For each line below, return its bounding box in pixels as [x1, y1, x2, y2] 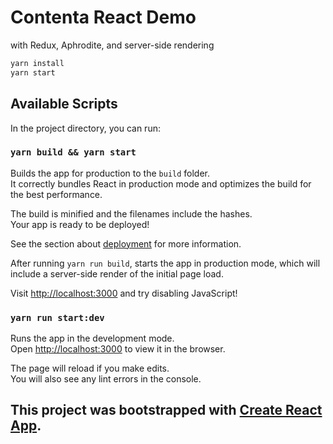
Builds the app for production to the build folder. [10, 167, 211, 179]
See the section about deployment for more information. [10, 237, 242, 250]
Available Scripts [10, 96, 118, 113]
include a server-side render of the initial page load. [10, 267, 224, 280]
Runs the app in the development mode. [10, 332, 175, 345]
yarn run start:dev [10, 312, 105, 323]
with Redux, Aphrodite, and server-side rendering [10, 39, 215, 51]
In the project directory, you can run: [10, 122, 161, 134]
